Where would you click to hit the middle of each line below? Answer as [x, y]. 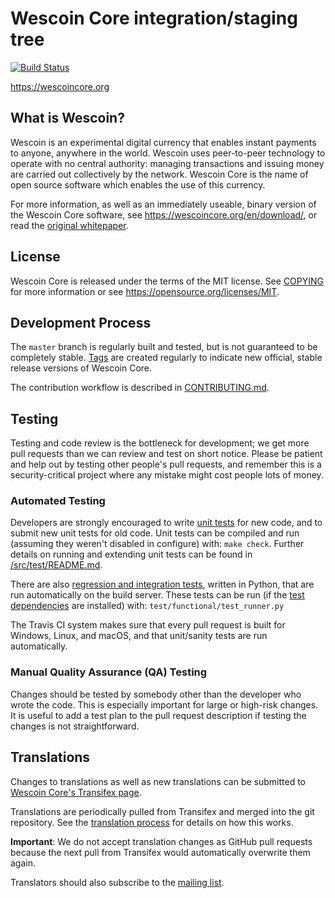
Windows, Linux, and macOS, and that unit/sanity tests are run [139, 636]
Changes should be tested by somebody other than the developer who [156, 694]
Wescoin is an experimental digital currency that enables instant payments [163, 142]
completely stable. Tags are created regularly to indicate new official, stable [166, 358]
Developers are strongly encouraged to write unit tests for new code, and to [166, 523]
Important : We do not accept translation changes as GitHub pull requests [161, 841]
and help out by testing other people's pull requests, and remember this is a [166, 464]
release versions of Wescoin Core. [81, 368]
